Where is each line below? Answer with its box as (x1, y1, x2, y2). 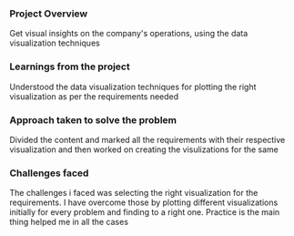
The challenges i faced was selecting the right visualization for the (9, 188, 259, 199)
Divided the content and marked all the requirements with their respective (9, 134, 286, 145)
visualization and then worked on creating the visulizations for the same (9, 144, 279, 155)
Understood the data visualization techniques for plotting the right (9, 81, 257, 92)
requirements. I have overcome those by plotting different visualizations (9, 197, 279, 208)
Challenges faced (9, 167, 89, 180)
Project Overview (9, 7, 88, 20)
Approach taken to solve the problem (9, 113, 177, 126)
